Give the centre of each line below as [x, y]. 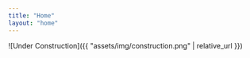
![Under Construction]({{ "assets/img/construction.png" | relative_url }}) [126, 45]
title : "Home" [32, 15]
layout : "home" [33, 23]
